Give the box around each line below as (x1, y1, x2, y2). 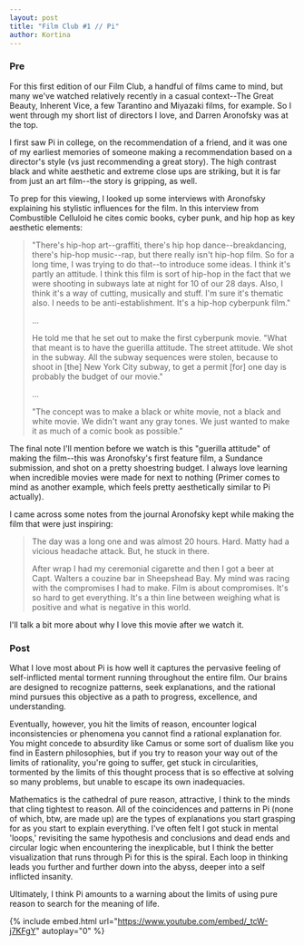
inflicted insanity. (9, 871, 74, 882)
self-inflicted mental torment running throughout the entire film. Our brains (9, 672, 288, 683)
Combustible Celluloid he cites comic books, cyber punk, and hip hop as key (9, 212, 296, 223)
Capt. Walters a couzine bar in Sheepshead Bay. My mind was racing (31, 572, 290, 583)
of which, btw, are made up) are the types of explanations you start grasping (9, 813, 296, 823)
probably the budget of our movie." (31, 371, 163, 382)
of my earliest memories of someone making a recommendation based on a (9, 146, 293, 157)
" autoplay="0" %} (35, 925, 105, 936)
